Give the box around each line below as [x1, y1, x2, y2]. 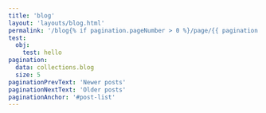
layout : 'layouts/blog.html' [8, 19, 105, 27]
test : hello [22, 49, 62, 56]
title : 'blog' [8, 11, 56, 20]
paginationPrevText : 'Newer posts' [8, 78, 127, 86]
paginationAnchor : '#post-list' [8, 93, 115, 101]
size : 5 [15, 71, 41, 79]
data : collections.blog [15, 64, 94, 72]
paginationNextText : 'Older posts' [8, 85, 127, 94]
